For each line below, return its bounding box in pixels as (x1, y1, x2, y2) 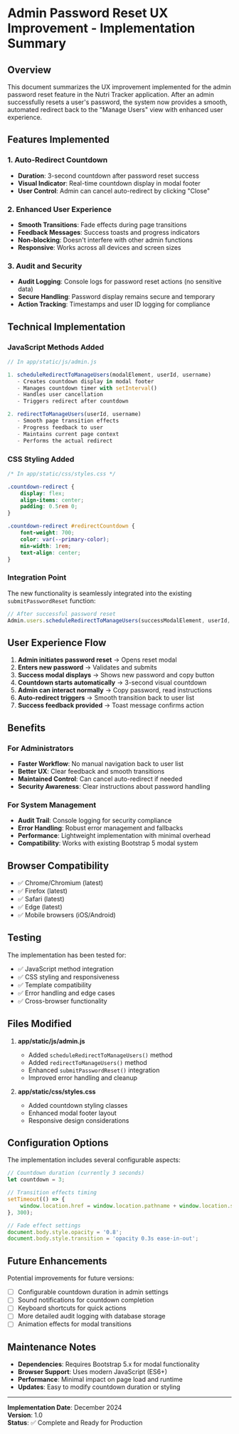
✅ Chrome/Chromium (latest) (17, 879, 104, 887)
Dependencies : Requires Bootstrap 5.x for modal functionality (17, 1360, 201, 1368)
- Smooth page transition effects (16, 418, 119, 425)
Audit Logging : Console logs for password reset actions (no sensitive (17, 277, 222, 286)
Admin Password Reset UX (7, 5, 169, 21)
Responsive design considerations (28, 1116, 129, 1125)
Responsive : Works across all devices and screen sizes (17, 243, 181, 251)
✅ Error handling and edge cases (17, 989, 115, 997)
